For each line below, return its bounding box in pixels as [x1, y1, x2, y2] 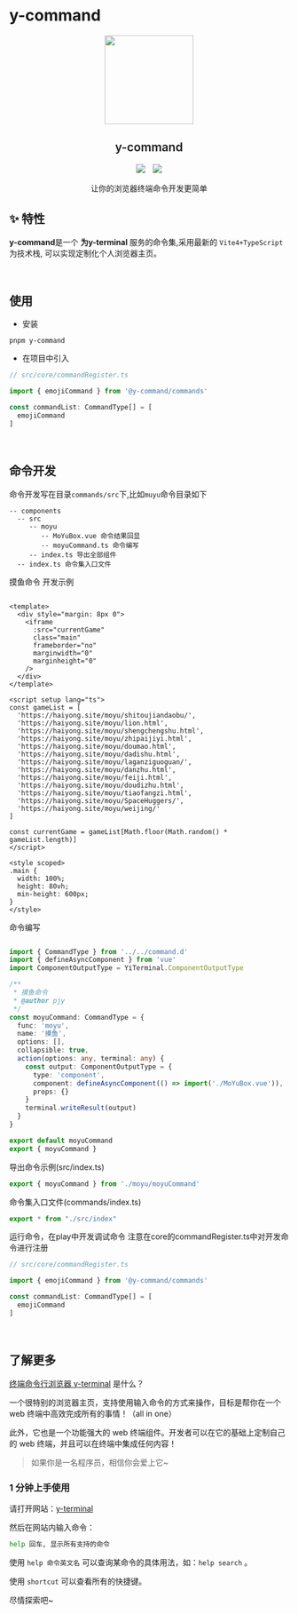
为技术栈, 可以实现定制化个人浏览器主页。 [9, 248, 161, 258]
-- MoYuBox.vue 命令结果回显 [41, 531, 141, 540]
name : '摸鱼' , [17, 1030, 67, 1038]
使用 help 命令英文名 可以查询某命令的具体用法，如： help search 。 [9, 1556, 253, 1568]
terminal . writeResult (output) [25, 1103, 137, 1113]
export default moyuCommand [9, 1136, 114, 1145]
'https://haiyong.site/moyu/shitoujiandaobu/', [17, 711, 197, 720]
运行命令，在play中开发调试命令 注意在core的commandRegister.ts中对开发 [9, 1231, 281, 1242]
